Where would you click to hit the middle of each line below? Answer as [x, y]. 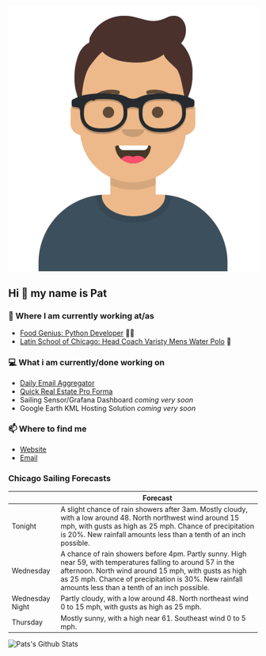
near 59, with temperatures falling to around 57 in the [148, 563]
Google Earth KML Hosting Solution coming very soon [108, 408]
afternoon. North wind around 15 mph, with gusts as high [154, 571]
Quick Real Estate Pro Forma [66, 391]
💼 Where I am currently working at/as [81, 315]
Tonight [24, 526]
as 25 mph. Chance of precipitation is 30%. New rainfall [152, 579]
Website [33, 449]
